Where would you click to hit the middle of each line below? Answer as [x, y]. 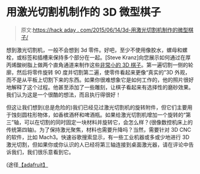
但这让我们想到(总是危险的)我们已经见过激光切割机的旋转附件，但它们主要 [97, 107]
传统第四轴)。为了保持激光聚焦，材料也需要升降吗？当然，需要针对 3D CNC [99, 129]
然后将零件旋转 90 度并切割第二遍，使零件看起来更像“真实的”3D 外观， [103, 72]
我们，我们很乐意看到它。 [43, 152]
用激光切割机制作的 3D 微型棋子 [84, 12]
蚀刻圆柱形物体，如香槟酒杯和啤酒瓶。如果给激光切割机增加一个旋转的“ [99, 114]
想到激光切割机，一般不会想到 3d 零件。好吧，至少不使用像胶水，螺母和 [94, 50]
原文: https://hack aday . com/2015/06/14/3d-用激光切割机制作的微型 [104, 30]
